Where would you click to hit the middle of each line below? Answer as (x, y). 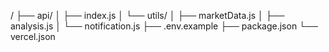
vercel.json (33, 36)
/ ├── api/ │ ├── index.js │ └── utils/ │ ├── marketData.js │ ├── (147, 15)
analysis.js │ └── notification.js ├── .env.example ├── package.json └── (164, 26)
